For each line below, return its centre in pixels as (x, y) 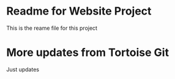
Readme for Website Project (79, 11)
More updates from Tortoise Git (88, 53)
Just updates (23, 69)
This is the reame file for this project (52, 28)
